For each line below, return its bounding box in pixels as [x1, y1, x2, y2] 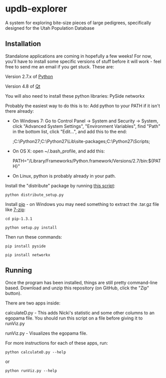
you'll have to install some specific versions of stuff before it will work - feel [5, 58, 161, 64]
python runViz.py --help [5, 368, 57, 373]
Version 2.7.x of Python [5, 73, 53, 80]
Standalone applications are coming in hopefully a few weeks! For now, [5, 53, 152, 59]
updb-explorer [5, 3, 68, 15]
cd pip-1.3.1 [5, 216, 33, 221]
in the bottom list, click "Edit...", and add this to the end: [12, 128, 127, 134]
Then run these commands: [5, 234, 63, 240]
